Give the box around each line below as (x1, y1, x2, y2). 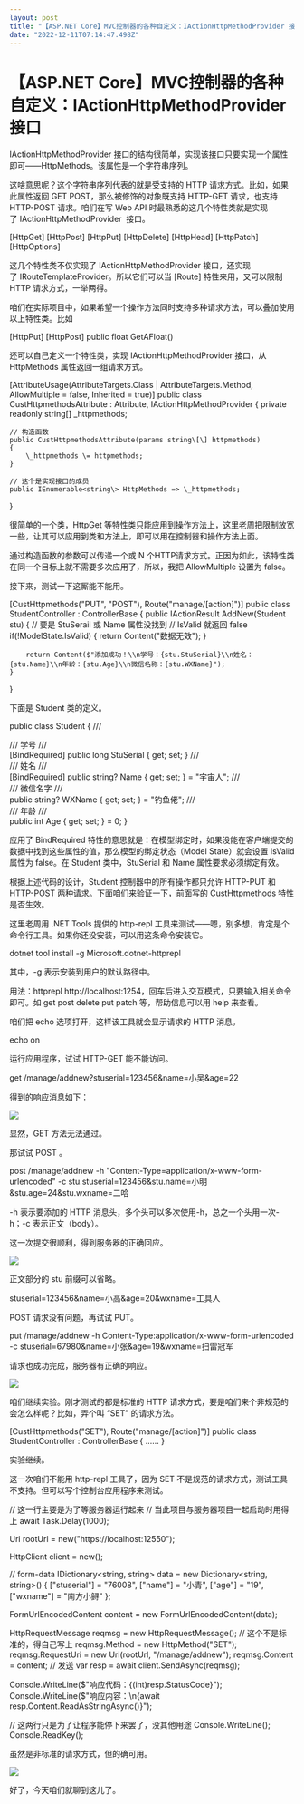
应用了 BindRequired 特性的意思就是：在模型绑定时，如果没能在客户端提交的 (9, 835, 294, 846)
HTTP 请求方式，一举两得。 (9, 283, 113, 294)
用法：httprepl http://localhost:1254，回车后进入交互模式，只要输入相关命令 (9, 985, 292, 997)
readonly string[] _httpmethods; (9, 409, 128, 420)
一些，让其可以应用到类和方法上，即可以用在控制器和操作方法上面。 (9, 531, 263, 542)
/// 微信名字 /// (9, 783, 63, 794)
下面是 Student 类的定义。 (9, 703, 107, 713)
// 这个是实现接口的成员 (9, 477, 90, 486)
